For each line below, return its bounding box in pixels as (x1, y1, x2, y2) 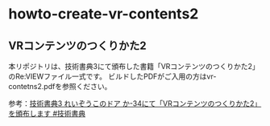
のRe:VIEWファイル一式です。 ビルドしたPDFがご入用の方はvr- (8, 71, 217, 81)
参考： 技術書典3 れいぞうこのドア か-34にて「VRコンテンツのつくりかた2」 (8, 99, 262, 108)
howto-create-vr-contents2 (8, 5, 199, 23)
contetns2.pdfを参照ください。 (8, 82, 112, 91)
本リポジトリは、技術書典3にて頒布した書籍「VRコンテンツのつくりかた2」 (8, 62, 260, 71)
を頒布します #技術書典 (8, 109, 86, 118)
